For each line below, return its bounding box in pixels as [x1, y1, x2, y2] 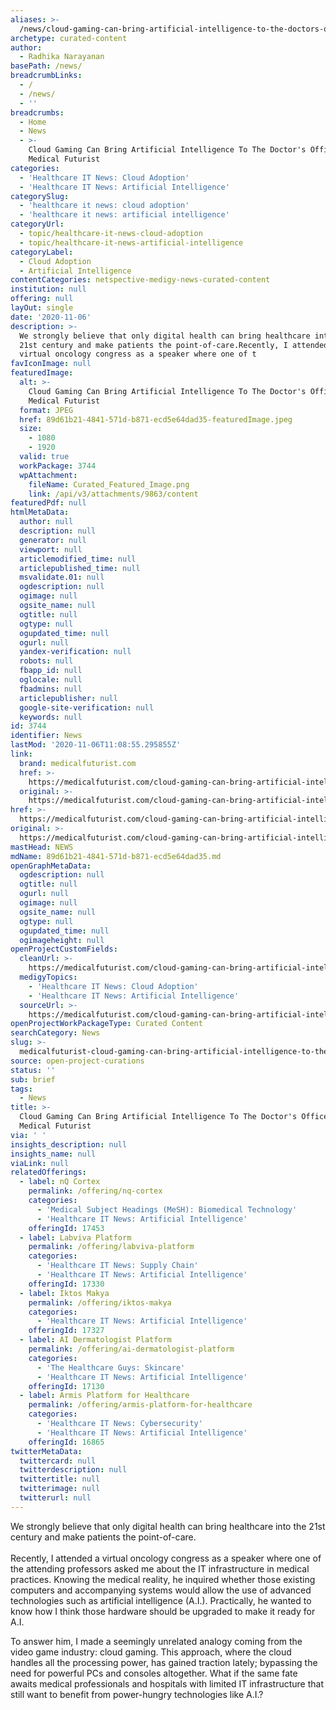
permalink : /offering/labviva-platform [28, 1242, 195, 1252]
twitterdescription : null [19, 1465, 128, 1475]
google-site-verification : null [19, 702, 155, 713]
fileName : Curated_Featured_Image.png [28, 479, 190, 490]
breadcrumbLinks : [10, 71, 83, 81]
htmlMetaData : [10, 507, 70, 518]
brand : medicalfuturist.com [19, 758, 137, 768]
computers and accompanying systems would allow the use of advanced [10, 1584, 312, 1596]
